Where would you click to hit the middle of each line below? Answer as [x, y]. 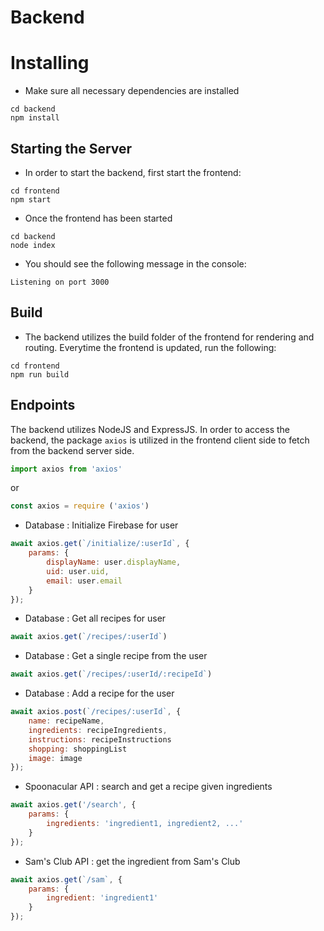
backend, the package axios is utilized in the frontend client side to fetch [160, 440]
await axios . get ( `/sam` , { [66, 879]
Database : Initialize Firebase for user [101, 525]
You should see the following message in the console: [135, 263]
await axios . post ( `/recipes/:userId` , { [96, 712]
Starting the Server [71, 148]
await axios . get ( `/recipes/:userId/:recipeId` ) [111, 674]
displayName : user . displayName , [114, 562]
